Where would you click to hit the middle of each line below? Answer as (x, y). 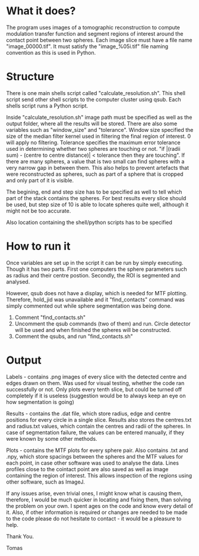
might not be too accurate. (39, 211)
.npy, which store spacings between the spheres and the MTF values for (94, 456)
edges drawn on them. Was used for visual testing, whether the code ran (95, 383)
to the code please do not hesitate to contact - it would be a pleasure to (94, 519)
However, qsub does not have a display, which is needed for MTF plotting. (97, 293)
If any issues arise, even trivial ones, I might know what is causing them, (94, 493)
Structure (30, 77)
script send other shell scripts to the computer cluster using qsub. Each (94, 99)
